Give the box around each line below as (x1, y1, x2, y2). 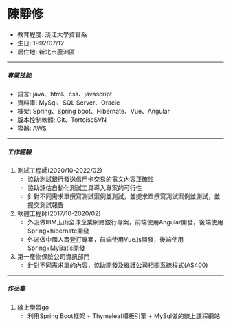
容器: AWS (16, 124, 47, 132)
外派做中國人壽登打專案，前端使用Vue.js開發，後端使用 (27, 235, 184, 243)
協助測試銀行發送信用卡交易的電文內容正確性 (27, 175, 155, 183)
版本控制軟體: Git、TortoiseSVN (16, 115, 107, 124)
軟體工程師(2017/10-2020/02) (16, 209, 101, 218)
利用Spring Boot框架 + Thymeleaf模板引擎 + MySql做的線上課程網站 (27, 311, 221, 320)
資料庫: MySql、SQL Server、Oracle (16, 98, 120, 107)
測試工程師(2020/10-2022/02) (16, 166, 103, 174)
